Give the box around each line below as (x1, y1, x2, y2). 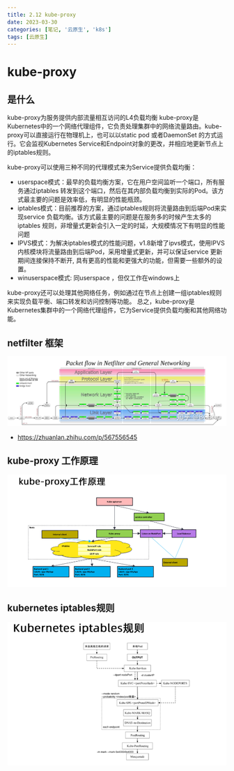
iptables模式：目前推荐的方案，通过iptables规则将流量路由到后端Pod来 (17, 204, 221, 213)
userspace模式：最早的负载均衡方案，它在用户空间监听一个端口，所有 (17, 178, 219, 186)
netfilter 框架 (7, 337, 64, 349)
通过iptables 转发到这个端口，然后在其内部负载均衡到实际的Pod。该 (23, 187, 218, 195)
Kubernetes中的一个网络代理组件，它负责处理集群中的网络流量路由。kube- (7, 122, 222, 130)
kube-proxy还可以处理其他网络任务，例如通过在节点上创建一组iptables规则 (7, 289, 222, 297)
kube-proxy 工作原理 (7, 455, 99, 467)
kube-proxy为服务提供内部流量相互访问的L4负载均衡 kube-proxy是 (7, 114, 199, 122)
